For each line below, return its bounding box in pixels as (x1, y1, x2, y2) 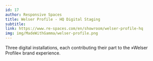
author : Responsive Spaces (5, 12, 62, 17)
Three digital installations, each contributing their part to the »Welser (5, 45, 148, 50)
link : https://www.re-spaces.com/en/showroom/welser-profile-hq (5, 26, 143, 31)
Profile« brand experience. (5, 50, 61, 56)
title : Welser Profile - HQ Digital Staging (5, 17, 100, 22)
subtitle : (5, 21, 26, 27)
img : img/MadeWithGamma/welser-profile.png (5, 31, 98, 36)
